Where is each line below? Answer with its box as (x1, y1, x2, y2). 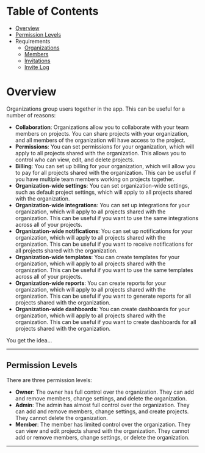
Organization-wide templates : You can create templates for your (15, 253, 180, 260)
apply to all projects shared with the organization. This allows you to (15, 149, 186, 157)
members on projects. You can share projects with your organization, (15, 130, 189, 137)
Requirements (15, 37, 51, 45)
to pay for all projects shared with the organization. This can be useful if (15, 169, 196, 176)
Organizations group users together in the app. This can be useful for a (6, 105, 185, 112)
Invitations (24, 57, 51, 64)
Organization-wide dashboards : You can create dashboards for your (15, 305, 190, 312)
